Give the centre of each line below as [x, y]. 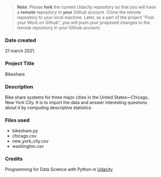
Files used [17, 120]
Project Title [20, 64]
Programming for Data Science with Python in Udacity [59, 169]
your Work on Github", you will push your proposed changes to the [83, 22]
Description [19, 87]
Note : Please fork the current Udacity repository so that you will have [86, 7]
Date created [21, 40]
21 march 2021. [20, 51]
